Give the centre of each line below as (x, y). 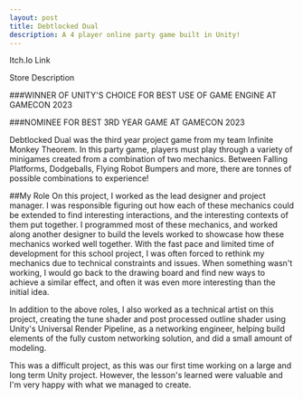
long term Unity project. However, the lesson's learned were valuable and (146, 375)
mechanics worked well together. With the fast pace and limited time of (142, 244)
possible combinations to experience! (79, 178)
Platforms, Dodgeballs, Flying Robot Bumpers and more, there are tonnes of (151, 169)
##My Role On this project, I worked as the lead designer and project (138, 196)
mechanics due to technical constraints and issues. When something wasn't (151, 263)
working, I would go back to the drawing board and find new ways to (137, 273)
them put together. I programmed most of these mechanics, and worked (144, 225)
